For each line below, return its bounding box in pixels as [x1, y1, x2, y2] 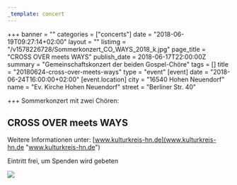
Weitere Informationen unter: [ [7, 135, 96, 144]
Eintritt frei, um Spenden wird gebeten [7, 157, 119, 165]
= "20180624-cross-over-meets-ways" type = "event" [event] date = [7, 67, 209, 76]
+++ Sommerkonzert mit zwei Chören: [7, 96, 120, 105]
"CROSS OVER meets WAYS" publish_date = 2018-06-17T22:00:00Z [7, 52, 207, 61]
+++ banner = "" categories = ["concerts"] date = [7, 30, 152, 38]
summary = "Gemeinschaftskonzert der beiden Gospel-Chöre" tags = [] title [7, 60, 229, 68]
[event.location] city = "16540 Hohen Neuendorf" [81, 75, 225, 84]
